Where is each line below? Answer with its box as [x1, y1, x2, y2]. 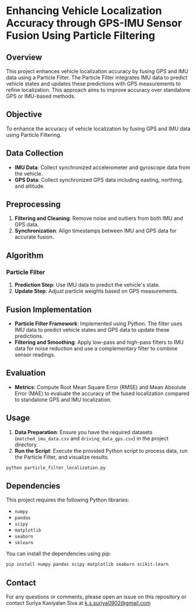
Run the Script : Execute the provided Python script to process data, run [14, 447, 188, 454]
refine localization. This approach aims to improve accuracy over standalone [6, 87, 190, 93]
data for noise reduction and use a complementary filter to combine [14, 345, 178, 352]
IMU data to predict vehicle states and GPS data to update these [14, 326, 170, 333]
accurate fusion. [14, 233, 54, 240]
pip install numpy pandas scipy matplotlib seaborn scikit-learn [6, 562, 169, 568]
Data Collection [6, 148, 64, 159]
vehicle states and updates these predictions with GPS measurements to [6, 80, 181, 87]
